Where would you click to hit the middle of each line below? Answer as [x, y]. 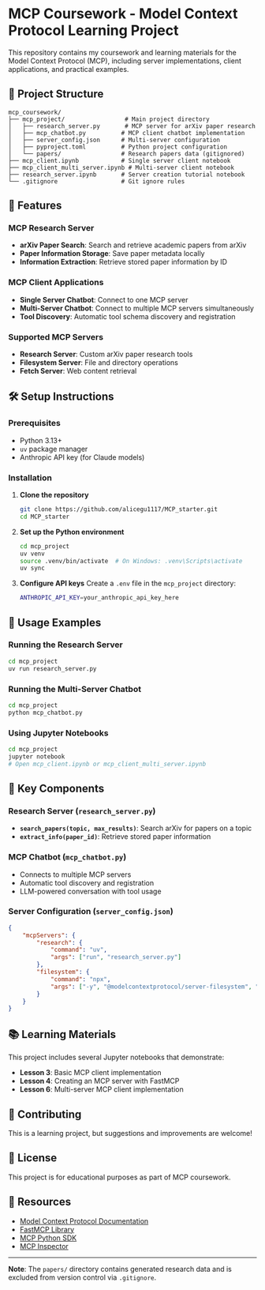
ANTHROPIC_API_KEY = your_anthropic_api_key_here [99, 598]
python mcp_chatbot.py [45, 713]
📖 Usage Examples [55, 622]
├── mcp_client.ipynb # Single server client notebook [119, 160]
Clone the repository [54, 495]
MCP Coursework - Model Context [123, 14]
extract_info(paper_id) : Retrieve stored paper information [115, 837]
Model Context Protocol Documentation [84, 1220]
